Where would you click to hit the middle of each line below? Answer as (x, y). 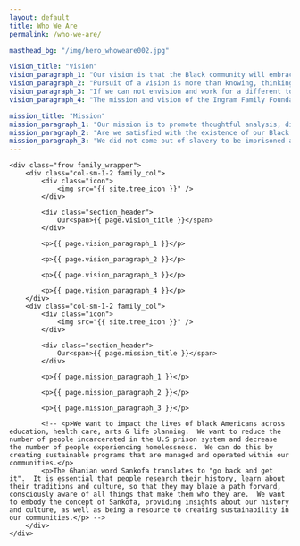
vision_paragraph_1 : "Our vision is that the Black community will (137, 75)
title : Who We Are (43, 26)
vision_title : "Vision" (54, 67)
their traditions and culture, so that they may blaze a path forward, (145, 487)
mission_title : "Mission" (57, 116)
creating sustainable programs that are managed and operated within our (150, 456)
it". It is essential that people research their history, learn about (147, 479)
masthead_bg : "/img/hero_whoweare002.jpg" (89, 50)
